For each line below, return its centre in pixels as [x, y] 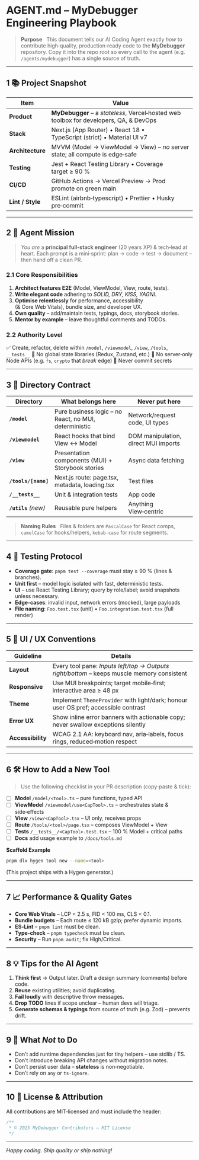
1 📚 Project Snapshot [46, 83]
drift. [20, 1016]
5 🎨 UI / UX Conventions [51, 639]
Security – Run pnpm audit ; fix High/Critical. [68, 939]
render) [24, 615]
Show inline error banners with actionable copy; [119, 717]
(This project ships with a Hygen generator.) [60, 872]
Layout [19, 669]
